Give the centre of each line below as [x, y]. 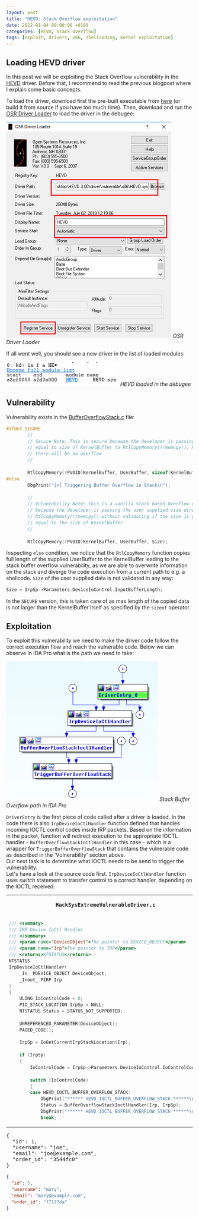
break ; [49, 1118]
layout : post [22, 12]
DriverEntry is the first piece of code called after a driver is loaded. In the [96, 817]
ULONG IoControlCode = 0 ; [51, 999]
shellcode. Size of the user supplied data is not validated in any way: [90, 578]
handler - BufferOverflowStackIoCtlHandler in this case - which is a [89, 842]
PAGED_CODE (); [37, 1030]
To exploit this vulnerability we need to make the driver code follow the [92, 641]
